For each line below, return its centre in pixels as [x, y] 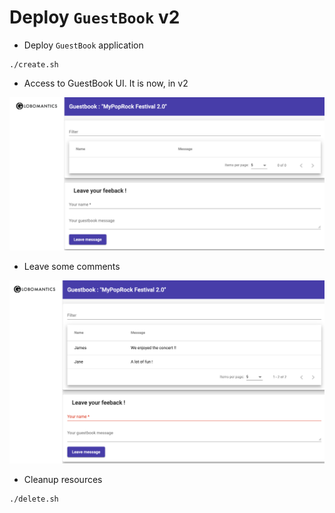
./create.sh [34, 64]
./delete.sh [34, 499]
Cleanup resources [63, 479]
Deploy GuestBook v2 [95, 17]
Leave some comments [72, 267]
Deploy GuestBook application [83, 45]
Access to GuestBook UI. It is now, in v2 [106, 83]
